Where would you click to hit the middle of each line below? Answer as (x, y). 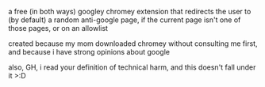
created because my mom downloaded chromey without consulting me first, (133, 43)
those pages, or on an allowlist (58, 28)
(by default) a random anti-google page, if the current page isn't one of (125, 20)
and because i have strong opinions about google (89, 52)
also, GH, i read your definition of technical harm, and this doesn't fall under (132, 67)
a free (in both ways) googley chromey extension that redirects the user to (130, 11)
